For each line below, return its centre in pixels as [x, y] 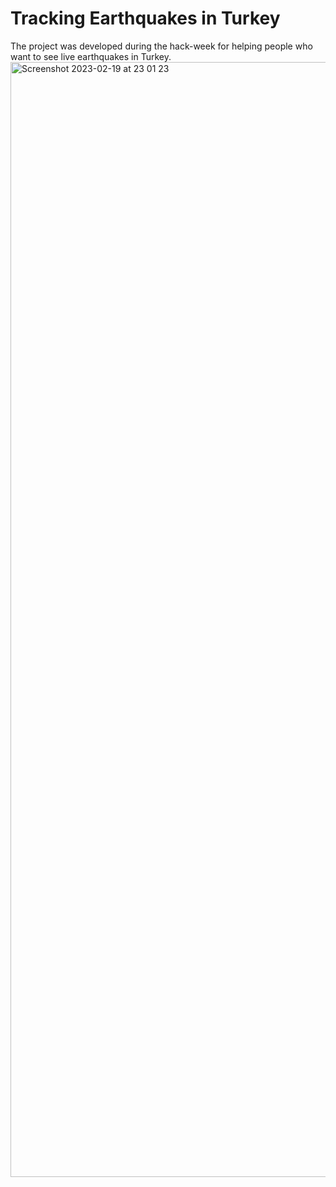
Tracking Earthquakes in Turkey [145, 18]
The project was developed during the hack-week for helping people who [161, 46]
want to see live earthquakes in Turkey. [91, 56]
